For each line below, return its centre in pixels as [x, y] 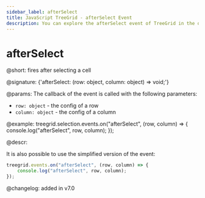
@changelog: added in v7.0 [41, 188]
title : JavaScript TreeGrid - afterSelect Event [69, 18]
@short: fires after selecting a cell [49, 70]
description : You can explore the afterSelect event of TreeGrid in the [101, 23]
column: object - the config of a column [65, 112]
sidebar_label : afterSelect [42, 12]
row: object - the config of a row [57, 106]
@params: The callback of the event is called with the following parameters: [102, 94]
